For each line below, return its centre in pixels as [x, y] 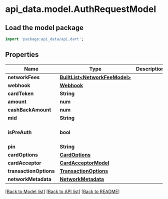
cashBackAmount [29, 109]
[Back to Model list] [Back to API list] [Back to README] [62, 191]
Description [150, 68]
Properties [22, 55]
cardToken [21, 93]
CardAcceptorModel [84, 162]
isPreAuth [20, 132]
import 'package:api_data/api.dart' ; [44, 39]
